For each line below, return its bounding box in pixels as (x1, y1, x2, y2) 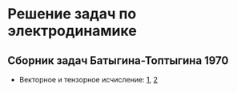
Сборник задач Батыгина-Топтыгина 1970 (7, 54, 229, 67)
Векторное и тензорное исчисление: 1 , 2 (18, 75, 158, 84)
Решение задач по (7, 5, 137, 23)
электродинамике (7, 22, 137, 40)
